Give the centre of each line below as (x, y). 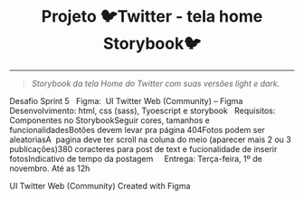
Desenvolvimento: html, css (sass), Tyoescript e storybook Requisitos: (142, 110)
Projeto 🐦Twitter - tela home (152, 17)
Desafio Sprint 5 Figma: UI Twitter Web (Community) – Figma (126, 100)
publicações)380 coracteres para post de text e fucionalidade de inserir (143, 148)
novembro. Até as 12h (50, 168)
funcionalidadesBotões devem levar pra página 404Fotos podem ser (137, 129)
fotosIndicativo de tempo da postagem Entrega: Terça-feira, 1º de (136, 158)
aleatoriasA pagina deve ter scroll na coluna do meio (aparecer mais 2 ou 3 (150, 139)
